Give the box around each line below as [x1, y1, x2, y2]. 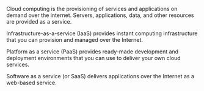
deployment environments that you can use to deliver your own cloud [6, 55, 181, 61]
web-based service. [6, 79, 57, 86]
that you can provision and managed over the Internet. [6, 36, 144, 43]
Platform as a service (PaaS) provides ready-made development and [6, 48, 179, 55]
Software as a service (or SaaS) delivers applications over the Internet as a [6, 73, 194, 79]
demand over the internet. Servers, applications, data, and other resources [6, 12, 194, 19]
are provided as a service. [6, 18, 72, 25]
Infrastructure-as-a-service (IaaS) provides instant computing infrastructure [6, 30, 198, 37]
